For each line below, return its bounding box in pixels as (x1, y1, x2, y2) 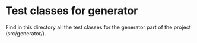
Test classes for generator (5, 4, 138, 18)
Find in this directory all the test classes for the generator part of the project (5, 24, 191, 31)
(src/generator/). (5, 29, 46, 37)
